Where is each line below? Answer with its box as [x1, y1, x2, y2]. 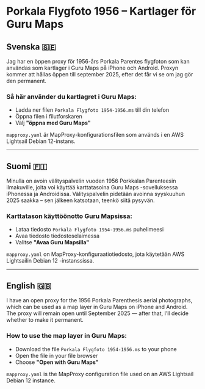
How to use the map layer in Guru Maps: [6, 332, 127, 340]
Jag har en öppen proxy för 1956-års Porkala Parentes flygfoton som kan [6, 58, 190, 65]
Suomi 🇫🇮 [6, 161, 48, 172]
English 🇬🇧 [6, 280, 52, 291]
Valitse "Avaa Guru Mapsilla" [15, 239, 90, 246]
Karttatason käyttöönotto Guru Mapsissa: [6, 212, 132, 220]
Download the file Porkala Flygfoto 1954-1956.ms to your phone [15, 345, 177, 352]
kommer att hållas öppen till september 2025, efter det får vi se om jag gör [6, 71, 193, 78]
